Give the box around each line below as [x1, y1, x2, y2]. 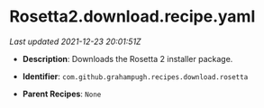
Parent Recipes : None [22, 88, 102, 99]
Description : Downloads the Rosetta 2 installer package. [22, 53, 233, 64]
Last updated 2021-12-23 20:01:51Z [9, 36, 141, 47]
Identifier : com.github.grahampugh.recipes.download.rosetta [22, 70, 249, 82]
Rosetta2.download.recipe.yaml [9, 6, 256, 27]
